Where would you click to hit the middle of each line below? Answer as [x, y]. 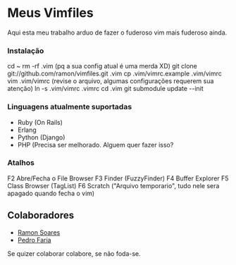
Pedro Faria [34, 240]
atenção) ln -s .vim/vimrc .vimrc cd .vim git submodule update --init [106, 89]
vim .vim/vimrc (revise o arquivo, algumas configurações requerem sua [111, 81]
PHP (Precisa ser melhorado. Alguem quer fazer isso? [95, 144]
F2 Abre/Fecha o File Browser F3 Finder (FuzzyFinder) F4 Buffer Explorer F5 [118, 178]
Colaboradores [41, 215]
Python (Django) [41, 137]
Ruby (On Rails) [40, 122]
